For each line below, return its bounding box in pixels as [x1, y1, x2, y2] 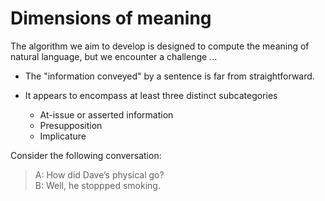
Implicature [39, 130, 87, 142]
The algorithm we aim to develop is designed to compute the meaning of [10, 40, 310, 52]
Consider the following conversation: [10, 149, 162, 161]
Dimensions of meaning [10, 7, 212, 30]
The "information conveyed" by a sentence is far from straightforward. [24, 70, 315, 82]
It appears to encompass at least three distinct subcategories [24, 89, 278, 101]
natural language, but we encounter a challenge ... [10, 50, 218, 62]
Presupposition [39, 119, 103, 131]
